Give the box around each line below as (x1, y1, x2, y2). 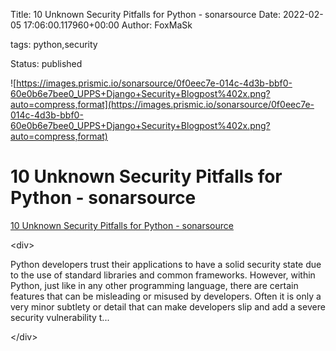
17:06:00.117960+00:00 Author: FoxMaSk (23, 19, 193, 31)
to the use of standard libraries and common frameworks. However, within (10, 269, 316, 281)
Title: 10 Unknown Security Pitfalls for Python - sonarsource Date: (10, 9, 282, 20)
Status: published (10, 58, 83, 69)
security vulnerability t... (10, 311, 110, 323)
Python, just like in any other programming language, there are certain (10, 279, 299, 291)
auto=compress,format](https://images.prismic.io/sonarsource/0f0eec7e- (10, 99, 315, 110)
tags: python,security (10, 39, 98, 50)
